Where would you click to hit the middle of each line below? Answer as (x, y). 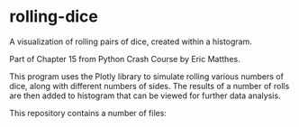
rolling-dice (54, 17)
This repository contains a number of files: (88, 113)
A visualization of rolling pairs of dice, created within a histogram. (131, 41)
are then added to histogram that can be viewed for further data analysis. (145, 95)
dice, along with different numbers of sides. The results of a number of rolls (149, 86)
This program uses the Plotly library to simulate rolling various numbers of (146, 76)
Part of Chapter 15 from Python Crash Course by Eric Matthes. (125, 59)
